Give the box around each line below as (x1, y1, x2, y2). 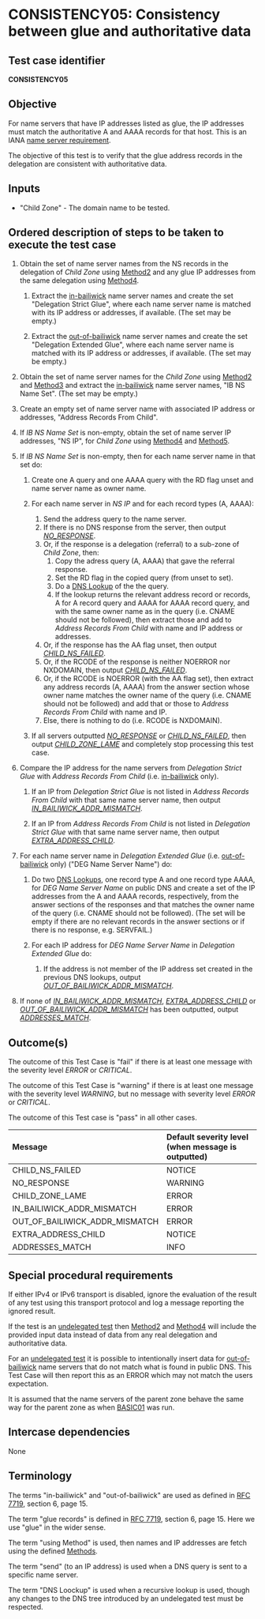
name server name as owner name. (31, 484, 147, 493)
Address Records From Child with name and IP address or (54, 623, 243, 633)
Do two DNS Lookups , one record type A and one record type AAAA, (31, 875, 256, 884)
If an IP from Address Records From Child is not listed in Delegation (31, 819, 251, 829)
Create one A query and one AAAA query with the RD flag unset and (31, 476, 254, 485)
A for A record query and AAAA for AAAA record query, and (54, 598, 250, 608)
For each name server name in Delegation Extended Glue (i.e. (19, 851, 220, 860)
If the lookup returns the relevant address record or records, (54, 590, 251, 600)
